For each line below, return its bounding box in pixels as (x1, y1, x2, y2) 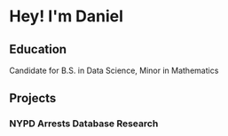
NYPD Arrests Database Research (9, 117, 159, 130)
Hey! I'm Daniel (9, 6, 124, 27)
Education (9, 42, 67, 57)
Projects (9, 91, 57, 106)
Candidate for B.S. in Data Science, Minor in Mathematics (9, 65, 219, 76)
